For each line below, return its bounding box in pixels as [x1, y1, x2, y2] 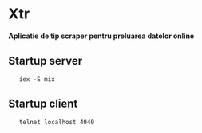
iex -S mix [18, 75, 56, 84]
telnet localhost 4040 [18, 118, 94, 126]
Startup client [8, 97, 78, 111]
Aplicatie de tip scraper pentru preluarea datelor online [8, 31, 195, 41]
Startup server [8, 54, 83, 68]
